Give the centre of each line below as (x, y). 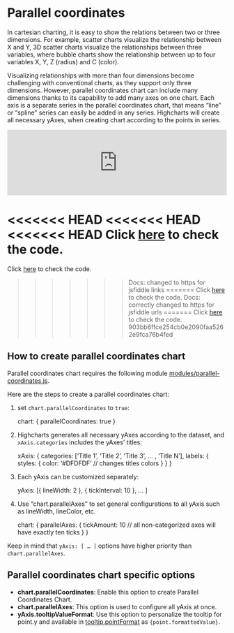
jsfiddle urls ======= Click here (175, 312)
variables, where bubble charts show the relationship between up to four (111, 54)
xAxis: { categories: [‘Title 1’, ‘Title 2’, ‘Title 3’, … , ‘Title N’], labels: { (113, 456)
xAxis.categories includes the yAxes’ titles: (80, 442)
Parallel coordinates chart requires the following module (87, 373)
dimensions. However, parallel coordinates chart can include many (103, 90)
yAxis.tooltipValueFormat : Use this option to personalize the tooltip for (119, 614)
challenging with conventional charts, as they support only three (99, 82)
